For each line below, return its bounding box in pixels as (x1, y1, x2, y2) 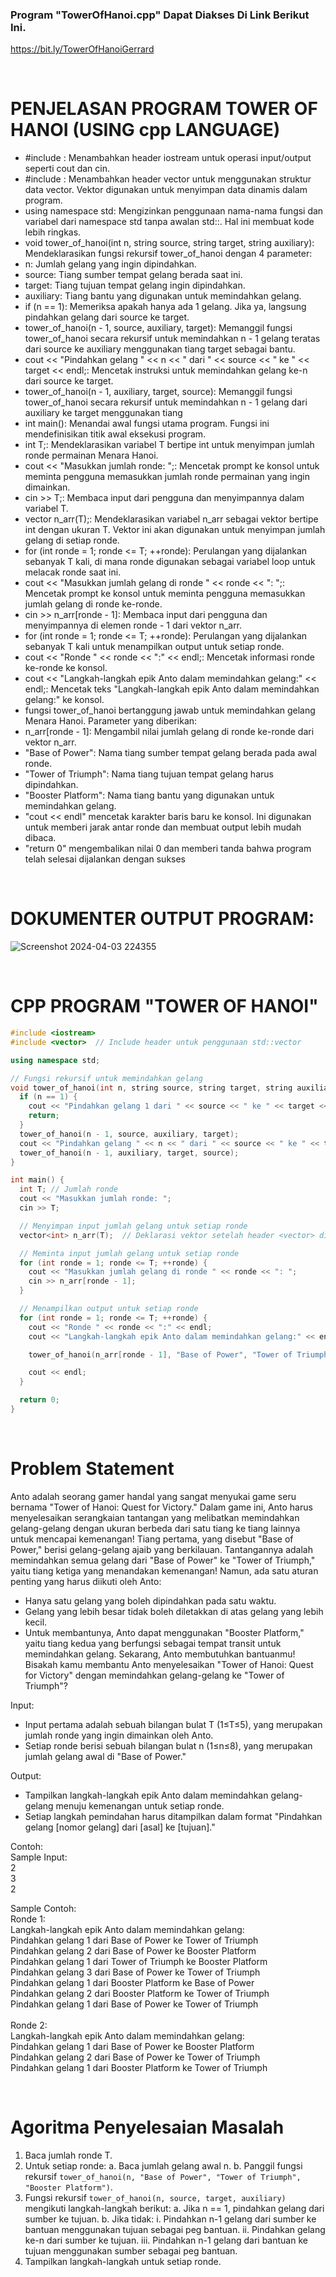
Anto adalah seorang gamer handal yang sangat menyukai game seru (10, 1490, 297, 1502)
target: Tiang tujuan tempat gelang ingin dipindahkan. (24, 279, 246, 292)
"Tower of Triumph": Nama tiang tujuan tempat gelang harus (24, 768, 274, 780)
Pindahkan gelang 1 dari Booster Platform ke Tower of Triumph (10, 2061, 268, 2073)
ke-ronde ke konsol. (24, 662, 108, 674)
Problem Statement (10, 1458, 175, 1480)
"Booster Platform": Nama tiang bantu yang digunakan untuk (24, 789, 275, 802)
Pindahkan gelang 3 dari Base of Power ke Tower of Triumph (10, 1966, 261, 1978)
